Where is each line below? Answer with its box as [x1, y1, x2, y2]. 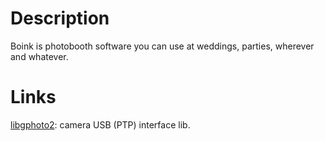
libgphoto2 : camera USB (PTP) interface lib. [10, 118, 191, 131]
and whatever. [10, 50, 69, 62]
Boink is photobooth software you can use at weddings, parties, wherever [10, 40, 315, 52]
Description [10, 7, 110, 30]
